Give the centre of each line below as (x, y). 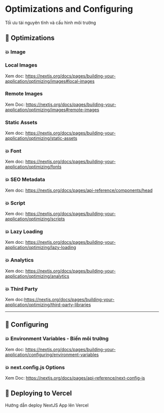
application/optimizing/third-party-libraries (48, 305)
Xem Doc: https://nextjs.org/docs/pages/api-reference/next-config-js (75, 378)
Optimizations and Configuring (69, 9)
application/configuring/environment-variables (52, 355)
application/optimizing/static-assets (41, 138)
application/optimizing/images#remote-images (52, 109)
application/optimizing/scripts (35, 219)
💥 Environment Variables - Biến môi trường (57, 338)
